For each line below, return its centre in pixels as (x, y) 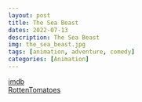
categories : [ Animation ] (49, 60)
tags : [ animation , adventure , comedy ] (71, 52)
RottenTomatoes (35, 89)
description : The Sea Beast (54, 37)
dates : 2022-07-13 (38, 30)
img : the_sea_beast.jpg (47, 45)
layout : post (29, 15)
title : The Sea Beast (44, 23)
